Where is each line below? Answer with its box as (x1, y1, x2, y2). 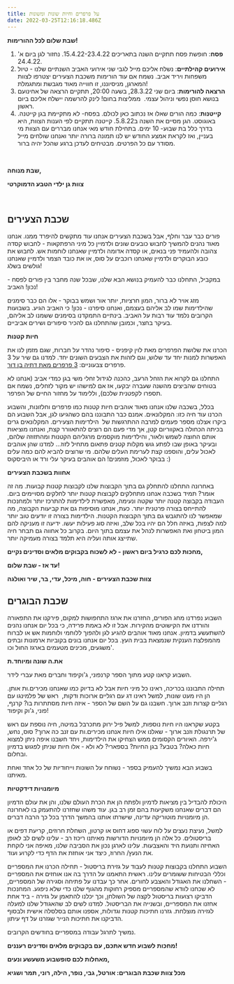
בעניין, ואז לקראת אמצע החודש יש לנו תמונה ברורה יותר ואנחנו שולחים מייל (17, 131, 214, 140)
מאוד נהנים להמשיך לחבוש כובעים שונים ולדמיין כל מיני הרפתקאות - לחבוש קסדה (7, 240, 220, 248)
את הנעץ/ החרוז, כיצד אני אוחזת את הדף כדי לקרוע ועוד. (7, 849, 154, 857)
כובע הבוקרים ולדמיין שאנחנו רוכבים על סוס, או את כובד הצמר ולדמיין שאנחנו (7, 254, 209, 263)
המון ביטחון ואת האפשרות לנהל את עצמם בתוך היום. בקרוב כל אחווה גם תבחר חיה (7, 527, 224, 535)
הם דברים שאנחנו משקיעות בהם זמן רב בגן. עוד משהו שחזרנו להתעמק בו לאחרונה (7, 805, 221, 814)
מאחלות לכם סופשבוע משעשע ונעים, (7, 955, 110, 964)
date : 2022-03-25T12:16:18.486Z (7, 17, 101, 24)
